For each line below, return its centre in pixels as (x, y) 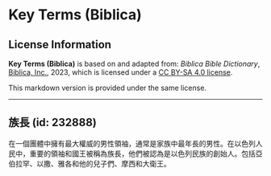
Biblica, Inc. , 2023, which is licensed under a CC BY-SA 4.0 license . (121, 72)
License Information (60, 45)
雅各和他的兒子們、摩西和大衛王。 (114, 163)
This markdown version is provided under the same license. (108, 88)
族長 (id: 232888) (52, 123)
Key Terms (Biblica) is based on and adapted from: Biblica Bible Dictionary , (134, 63)
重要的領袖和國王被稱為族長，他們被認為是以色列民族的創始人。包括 (142, 153)
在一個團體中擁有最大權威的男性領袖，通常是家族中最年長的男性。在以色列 (132, 143)
